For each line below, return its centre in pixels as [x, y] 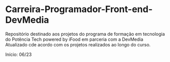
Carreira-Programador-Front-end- [79, 9]
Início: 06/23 [19, 54]
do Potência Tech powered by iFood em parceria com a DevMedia [74, 39]
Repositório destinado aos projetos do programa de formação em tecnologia [85, 34]
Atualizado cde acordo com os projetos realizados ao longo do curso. [78, 44]
